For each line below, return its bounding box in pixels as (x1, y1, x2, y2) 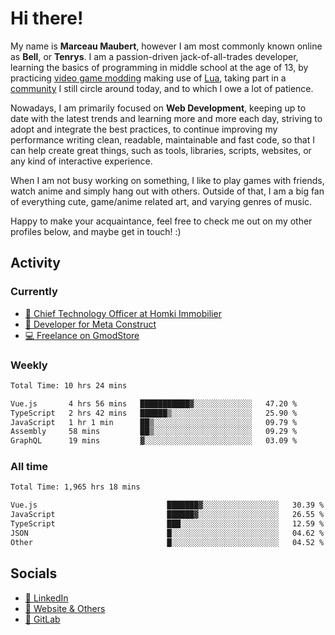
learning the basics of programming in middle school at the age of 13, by (10, 61, 309, 73)
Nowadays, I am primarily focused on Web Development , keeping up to (10, 102, 307, 114)
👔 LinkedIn (24, 592, 69, 604)
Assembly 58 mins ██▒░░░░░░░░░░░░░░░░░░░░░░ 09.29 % (10, 427, 298, 437)
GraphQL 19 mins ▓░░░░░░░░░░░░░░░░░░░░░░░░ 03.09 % (10, 436, 298, 446)
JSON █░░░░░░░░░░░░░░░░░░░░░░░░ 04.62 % (10, 528, 325, 538)
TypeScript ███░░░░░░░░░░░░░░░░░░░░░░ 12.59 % (10, 519, 325, 529)
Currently (10, 285, 58, 299)
